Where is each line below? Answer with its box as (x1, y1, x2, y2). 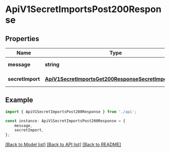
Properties (5, 34, 39, 43)
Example (5, 96, 33, 105)
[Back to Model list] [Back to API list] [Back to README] (5, 141, 121, 147)
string (45, 61, 60, 68)
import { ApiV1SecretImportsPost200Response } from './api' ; (5, 109, 137, 114)
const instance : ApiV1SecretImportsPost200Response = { (5, 118, 125, 123)
